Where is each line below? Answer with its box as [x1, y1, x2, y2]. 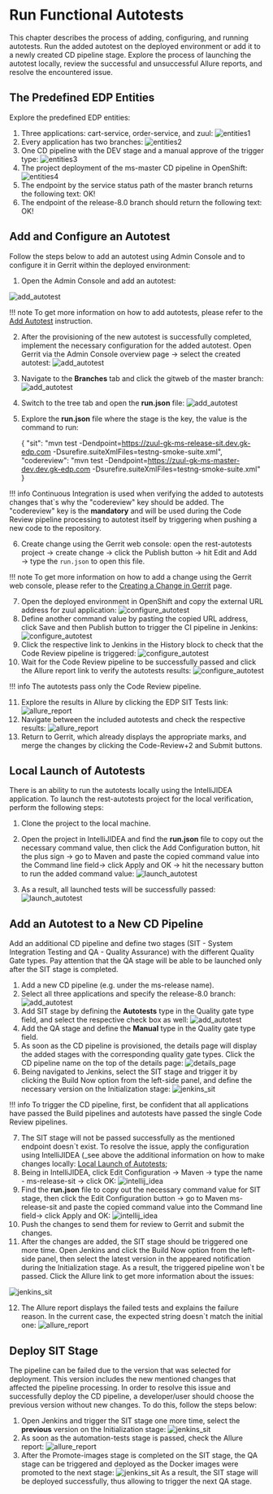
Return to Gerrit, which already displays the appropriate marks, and [20, 731, 247, 742]
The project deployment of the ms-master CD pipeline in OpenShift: [20, 163, 248, 173]
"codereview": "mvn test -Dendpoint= [20, 455, 149, 465]
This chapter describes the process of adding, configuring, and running [9, 33, 249, 42]
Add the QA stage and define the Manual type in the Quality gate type [20, 1023, 256, 1033]
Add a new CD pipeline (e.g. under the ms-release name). [20, 980, 214, 990]
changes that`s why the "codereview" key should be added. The [9, 497, 224, 506]
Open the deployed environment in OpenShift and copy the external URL [20, 596, 263, 606]
